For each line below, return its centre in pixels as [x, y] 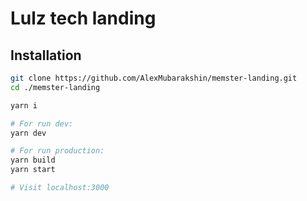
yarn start [33, 170]
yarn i [24, 105]
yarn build [33, 160]
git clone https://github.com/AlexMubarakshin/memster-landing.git [154, 78]
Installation [46, 55]
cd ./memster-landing [55, 87]
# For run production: [57, 151]
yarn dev [28, 133]
